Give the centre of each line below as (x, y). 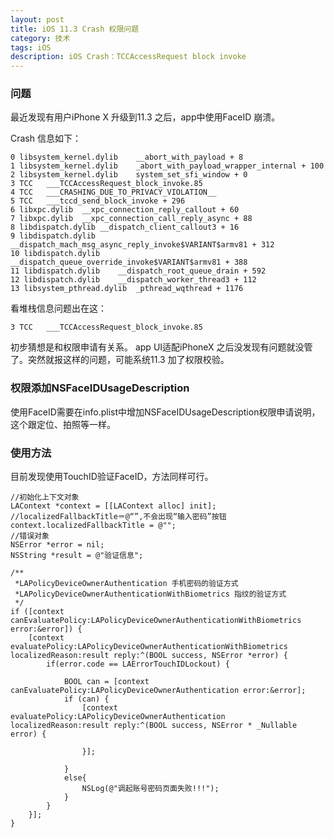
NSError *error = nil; (57, 545)
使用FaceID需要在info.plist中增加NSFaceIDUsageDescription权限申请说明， (165, 412)
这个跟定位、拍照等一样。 (63, 424)
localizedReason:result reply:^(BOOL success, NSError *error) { (149, 656)
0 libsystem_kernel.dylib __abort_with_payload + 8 (127, 157)
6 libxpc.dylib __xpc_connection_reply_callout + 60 (125, 210)
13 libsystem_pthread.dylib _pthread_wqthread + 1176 (127, 289)
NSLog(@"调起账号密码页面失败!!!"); (150, 789)
